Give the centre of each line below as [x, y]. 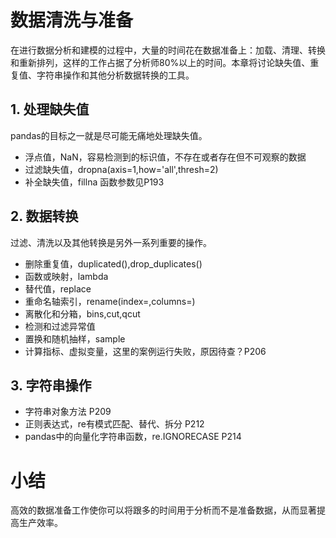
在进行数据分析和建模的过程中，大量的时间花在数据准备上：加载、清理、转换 [168, 50]
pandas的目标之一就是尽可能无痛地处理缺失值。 [109, 135]
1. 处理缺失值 [50, 109]
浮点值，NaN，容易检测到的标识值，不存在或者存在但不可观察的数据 [165, 157]
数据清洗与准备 [72, 20]
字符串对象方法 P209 [68, 412]
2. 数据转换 [44, 216]
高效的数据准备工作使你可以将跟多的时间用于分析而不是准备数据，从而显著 [163, 510]
